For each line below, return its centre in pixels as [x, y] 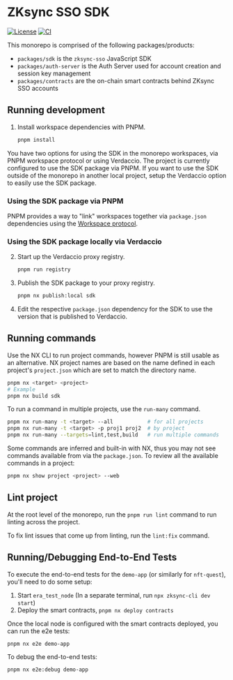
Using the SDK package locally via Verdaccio [85, 242]
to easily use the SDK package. [52, 183]
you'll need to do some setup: [50, 582]
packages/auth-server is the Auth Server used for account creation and [119, 66]
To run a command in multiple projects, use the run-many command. [104, 409]
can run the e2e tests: [39, 631]
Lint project [32, 497]
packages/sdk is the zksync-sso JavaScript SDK [84, 58]
